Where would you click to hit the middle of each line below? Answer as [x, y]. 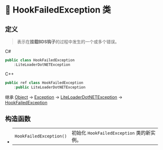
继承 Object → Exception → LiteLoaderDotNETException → [64, 97]
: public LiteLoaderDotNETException [50, 87]
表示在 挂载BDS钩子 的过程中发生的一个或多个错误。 [68, 42]
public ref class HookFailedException [44, 82]
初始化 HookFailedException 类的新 [111, 133]
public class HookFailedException [40, 60]
